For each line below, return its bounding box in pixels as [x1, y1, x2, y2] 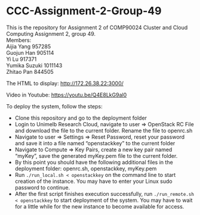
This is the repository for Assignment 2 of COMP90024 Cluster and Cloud [6, 24, 188, 31]
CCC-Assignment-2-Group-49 [6, 4, 162, 18]
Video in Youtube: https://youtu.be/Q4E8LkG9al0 [6, 91, 127, 98]
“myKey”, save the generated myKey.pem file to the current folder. [14, 152, 178, 159]
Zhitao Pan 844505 [6, 68, 54, 75]
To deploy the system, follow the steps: [6, 102, 103, 110]
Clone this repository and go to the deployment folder [14, 114, 147, 121]
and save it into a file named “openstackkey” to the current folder [14, 139, 176, 147]
